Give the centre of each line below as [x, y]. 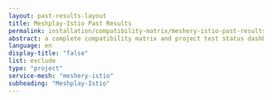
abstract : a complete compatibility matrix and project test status [126, 38]
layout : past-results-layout [57, 16]
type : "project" [36, 69]
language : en [30, 46]
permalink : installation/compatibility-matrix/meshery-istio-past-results [137, 31]
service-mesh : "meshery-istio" [61, 76]
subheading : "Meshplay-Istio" [59, 83]
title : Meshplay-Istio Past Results [70, 23]
